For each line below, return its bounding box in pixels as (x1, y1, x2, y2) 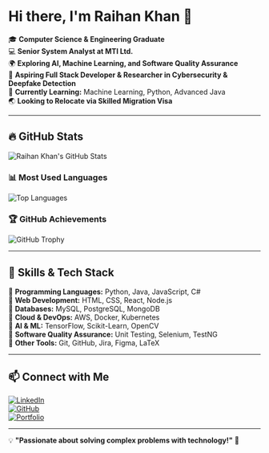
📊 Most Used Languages (8, 172, 108, 183)
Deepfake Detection (8, 78, 76, 88)
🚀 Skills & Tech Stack (8, 265, 114, 280)
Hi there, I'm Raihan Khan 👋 (8, 7, 193, 26)
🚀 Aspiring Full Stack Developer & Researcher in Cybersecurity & (8, 70, 228, 80)
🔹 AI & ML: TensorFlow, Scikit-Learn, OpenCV (8, 321, 159, 331)
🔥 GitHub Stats (8, 130, 84, 144)
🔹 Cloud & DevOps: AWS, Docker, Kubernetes (8, 312, 160, 322)
